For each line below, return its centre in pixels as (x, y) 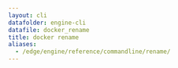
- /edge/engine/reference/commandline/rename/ (93, 52)
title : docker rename (44, 37)
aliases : (22, 45)
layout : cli (28, 15)
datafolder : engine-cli (47, 23)
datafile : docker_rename (49, 30)
